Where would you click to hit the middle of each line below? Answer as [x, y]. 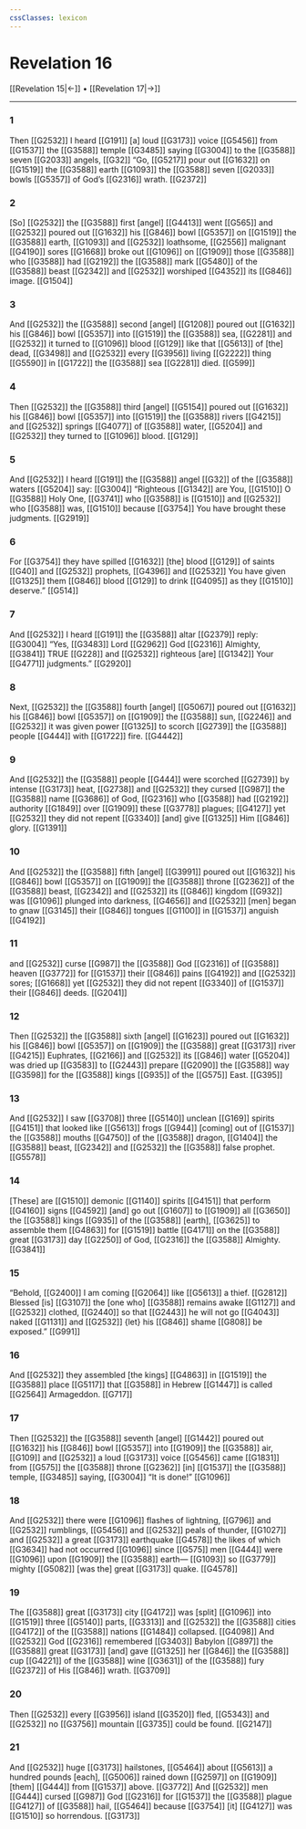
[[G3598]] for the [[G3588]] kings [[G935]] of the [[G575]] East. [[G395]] [146, 1075]
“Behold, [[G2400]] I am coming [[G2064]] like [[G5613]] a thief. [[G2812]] [148, 1293]
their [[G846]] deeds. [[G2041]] [68, 992]
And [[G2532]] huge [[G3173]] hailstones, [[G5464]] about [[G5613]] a [141, 1767]
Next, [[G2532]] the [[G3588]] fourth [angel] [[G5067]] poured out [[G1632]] [153, 706]
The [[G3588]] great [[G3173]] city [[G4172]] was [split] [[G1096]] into [140, 1613]
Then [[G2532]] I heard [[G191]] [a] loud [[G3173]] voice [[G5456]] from [143, 140]
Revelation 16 [61, 63]
